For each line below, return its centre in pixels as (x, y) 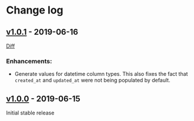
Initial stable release (30, 113)
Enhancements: (29, 61)
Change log (35, 10)
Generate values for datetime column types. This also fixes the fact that (101, 74)
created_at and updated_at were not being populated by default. (92, 80)
